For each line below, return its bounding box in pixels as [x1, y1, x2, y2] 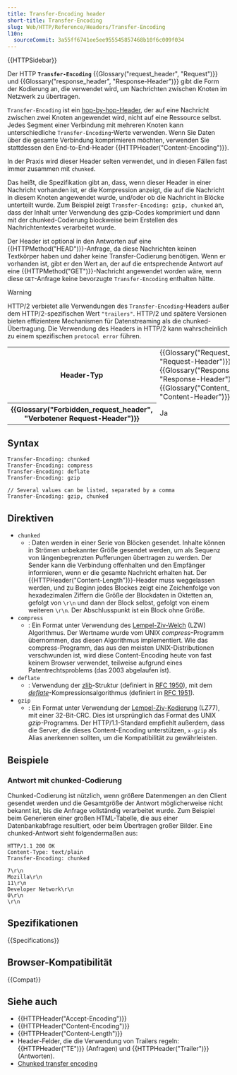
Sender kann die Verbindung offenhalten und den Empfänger [28, 561, 206, 569]
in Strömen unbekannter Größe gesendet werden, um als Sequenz [28, 546, 221, 554]
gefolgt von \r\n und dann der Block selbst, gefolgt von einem [28, 598, 209, 607]
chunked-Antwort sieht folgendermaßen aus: [7, 828, 138, 837]
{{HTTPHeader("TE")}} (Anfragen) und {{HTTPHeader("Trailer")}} [17, 1045, 209, 1053]
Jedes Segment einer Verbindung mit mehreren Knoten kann [7, 121, 184, 129]
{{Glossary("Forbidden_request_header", [11, 404, 153, 414]
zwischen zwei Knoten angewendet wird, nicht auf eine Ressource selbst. [7, 114, 221, 122]
